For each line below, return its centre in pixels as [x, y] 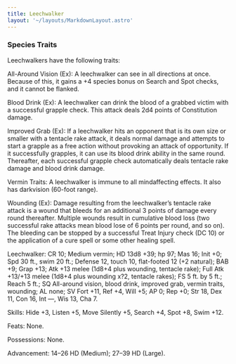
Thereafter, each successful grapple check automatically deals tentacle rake [118, 161]
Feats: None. [26, 326]
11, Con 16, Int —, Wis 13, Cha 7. [53, 299]
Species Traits [32, 45]
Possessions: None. [36, 339]
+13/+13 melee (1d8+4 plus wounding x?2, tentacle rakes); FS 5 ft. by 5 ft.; [115, 276]
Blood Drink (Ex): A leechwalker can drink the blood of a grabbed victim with [118, 102]
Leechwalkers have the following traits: [64, 60]
